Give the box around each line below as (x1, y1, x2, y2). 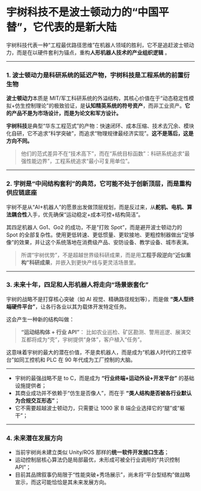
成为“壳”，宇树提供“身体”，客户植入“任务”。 (36, 336, 145, 343)
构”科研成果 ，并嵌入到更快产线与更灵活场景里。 (20, 259, 139, 266)
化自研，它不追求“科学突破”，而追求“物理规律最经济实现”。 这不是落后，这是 (6, 130, 194, 137)
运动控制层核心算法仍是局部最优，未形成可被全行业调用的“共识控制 (14, 456, 180, 463)
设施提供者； (14, 381, 47, 389)
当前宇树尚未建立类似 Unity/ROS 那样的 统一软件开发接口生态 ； (14, 448, 169, 456)
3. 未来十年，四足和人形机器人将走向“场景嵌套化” (6, 281, 149, 289)
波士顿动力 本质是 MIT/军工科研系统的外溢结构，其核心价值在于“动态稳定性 (6, 95, 189, 102)
